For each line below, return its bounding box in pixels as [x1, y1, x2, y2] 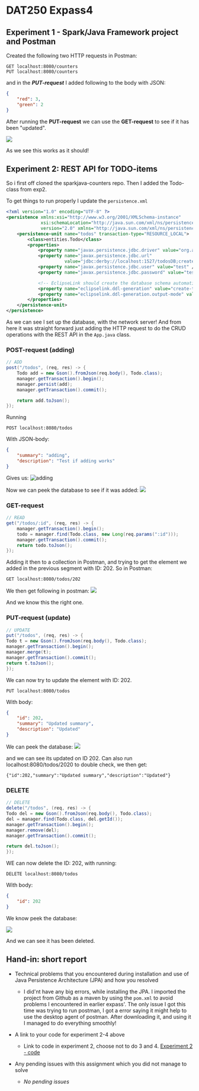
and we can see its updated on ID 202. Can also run [6, 754, 133, 762]
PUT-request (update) [6, 614, 71, 622]
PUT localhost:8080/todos [6, 688, 70, 694]
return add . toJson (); [17, 398, 70, 404]
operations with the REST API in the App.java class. [6, 331, 131, 338]
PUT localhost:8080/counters [6, 69, 78, 75]
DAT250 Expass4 [6, 4, 94, 17]
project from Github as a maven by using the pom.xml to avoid [23, 994, 174, 1002]
